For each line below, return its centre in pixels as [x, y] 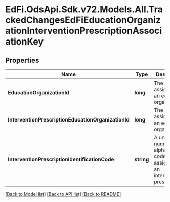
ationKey [25, 42]
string [142, 159]
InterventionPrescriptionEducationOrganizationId [69, 120]
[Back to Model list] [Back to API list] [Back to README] [63, 194]
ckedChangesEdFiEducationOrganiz [83, 20]
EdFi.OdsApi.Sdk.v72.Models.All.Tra [84, 9]
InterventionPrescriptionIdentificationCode [61, 159]
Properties [22, 60]
